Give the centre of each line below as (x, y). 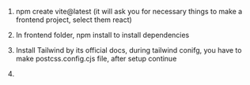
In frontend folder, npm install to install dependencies (102, 35)
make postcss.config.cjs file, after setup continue (96, 59)
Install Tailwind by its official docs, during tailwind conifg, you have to (129, 50)
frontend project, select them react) (74, 20)
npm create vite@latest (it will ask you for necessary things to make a (129, 11)
